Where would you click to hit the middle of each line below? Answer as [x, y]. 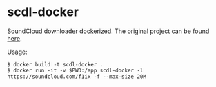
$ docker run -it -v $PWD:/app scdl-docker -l [75, 70]
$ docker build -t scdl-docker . [55, 64]
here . [14, 38]
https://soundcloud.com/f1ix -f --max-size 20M [77, 77]
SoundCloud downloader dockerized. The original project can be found [108, 31]
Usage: [17, 52]
